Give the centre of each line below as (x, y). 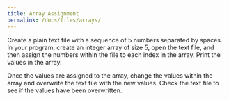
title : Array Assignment (43, 14)
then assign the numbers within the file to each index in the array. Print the (114, 55)
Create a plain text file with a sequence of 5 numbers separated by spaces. (115, 40)
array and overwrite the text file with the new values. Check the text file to (113, 83)
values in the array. (34, 62)
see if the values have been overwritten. (65, 90)
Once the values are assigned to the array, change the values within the (110, 75)
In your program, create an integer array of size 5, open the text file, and (111, 47)
